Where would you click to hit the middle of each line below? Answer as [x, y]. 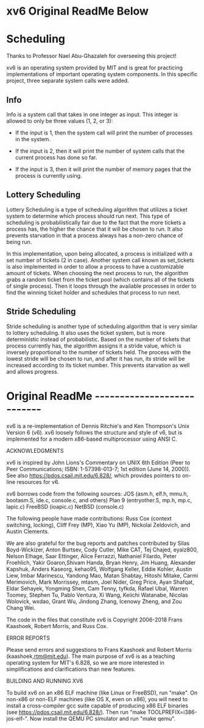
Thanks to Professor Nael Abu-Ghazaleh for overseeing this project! [91, 56]
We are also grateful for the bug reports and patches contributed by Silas [98, 543]
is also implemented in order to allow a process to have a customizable [95, 267]
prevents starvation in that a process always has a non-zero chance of [95, 235]
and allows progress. [33, 371]
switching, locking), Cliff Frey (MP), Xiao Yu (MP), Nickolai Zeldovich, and [98, 525]
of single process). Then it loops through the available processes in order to [101, 286]
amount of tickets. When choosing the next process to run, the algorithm [97, 273]
